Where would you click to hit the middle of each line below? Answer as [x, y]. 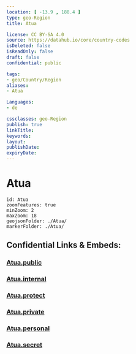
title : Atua [21, 23]
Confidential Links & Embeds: [64, 245]
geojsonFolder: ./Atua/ [37, 221]
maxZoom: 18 [21, 216]
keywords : [19, 136]
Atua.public [24, 263]
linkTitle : [20, 130]
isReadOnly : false [30, 52]
